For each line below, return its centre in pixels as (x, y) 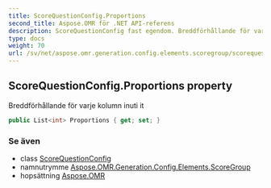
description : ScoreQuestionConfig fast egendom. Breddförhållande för (129, 31)
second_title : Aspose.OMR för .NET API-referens (92, 23)
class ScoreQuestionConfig (65, 158)
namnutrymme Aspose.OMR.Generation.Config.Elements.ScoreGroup (135, 167)
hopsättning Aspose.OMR (63, 175)
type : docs (27, 38)
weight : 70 (27, 46)
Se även (24, 140)
